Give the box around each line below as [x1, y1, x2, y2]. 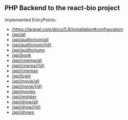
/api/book [11, 52, 31, 58]
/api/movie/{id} [11, 83, 43, 89]
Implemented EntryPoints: [4, 17, 57, 22]
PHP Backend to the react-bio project [4, 4, 120, 12]
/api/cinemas [11, 68, 39, 74]
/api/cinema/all [11, 57, 42, 63]
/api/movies [11, 88, 36, 94]
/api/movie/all [11, 78, 40, 84]
